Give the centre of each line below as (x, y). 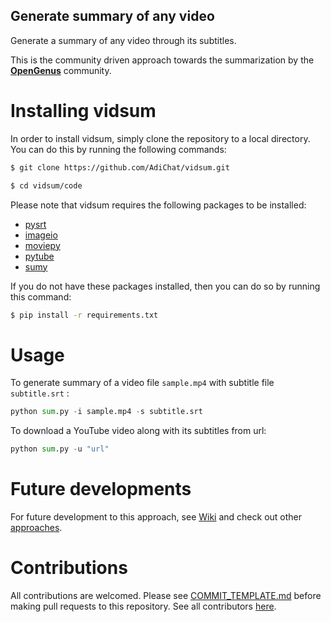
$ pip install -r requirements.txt (84, 315)
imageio (41, 235)
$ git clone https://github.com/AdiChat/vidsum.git (120, 167)
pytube (39, 256)
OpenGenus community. (61, 70)
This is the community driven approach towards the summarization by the (162, 60)
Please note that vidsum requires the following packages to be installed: (158, 205)
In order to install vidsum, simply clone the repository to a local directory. (160, 138)
